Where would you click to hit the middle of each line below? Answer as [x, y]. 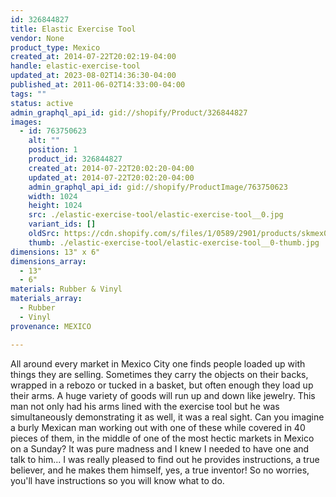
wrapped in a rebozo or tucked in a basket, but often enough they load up [162, 385]
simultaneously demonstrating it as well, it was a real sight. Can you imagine [167, 417]
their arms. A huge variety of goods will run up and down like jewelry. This [163, 395]
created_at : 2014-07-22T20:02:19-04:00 [93, 57]
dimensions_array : [48, 261]
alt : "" [44, 141]
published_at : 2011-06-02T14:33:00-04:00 [98, 85]
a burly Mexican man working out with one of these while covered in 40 [158, 427]
